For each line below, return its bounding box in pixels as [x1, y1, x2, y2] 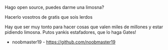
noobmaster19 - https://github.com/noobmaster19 [12, 39, 116, 45]
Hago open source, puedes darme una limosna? [5, 5, 104, 10]
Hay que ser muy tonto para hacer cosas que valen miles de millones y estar [5, 24, 163, 30]
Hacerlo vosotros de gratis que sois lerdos [5, 14, 93, 20]
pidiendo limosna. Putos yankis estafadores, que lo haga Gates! [5, 29, 136, 35]
